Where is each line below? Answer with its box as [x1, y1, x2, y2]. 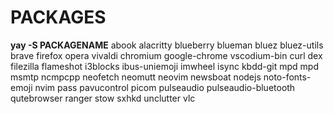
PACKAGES [10, 6, 107, 29]
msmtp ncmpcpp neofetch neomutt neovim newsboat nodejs [10, 71, 262, 83]
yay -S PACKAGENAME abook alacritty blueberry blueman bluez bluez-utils [10, 39, 324, 51]
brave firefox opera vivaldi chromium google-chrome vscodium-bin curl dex [10, 49, 323, 61]
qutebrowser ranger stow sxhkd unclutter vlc [10, 92, 196, 104]
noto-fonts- [263, 71, 312, 83]
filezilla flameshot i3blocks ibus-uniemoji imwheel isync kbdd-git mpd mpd [10, 60, 320, 72]
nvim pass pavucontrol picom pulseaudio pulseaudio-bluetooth [34, 81, 296, 93]
